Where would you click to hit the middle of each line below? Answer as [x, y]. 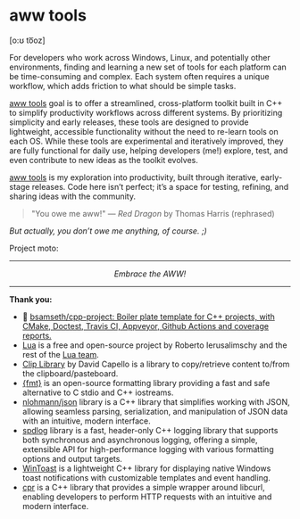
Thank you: [31, 299]
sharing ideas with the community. [73, 196]
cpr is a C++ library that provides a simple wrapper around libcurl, [143, 487]
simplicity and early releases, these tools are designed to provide [129, 122]
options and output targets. [72, 458]
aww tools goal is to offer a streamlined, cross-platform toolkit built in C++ [146, 103]
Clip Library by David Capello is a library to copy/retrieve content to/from [156, 364]
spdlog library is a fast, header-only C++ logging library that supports [150, 430]
